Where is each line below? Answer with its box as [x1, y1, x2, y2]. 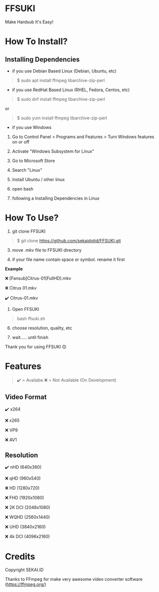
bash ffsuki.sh [16, 316, 45, 321]
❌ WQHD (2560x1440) [5, 514, 50, 520]
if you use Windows [12, 124, 52, 130]
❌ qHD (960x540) [5, 476, 41, 481]
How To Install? [5, 36, 68, 47]
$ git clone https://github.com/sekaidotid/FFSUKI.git [16, 238, 121, 243]
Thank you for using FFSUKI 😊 [5, 344, 67, 350]
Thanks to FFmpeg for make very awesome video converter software [5, 576, 143, 582]
